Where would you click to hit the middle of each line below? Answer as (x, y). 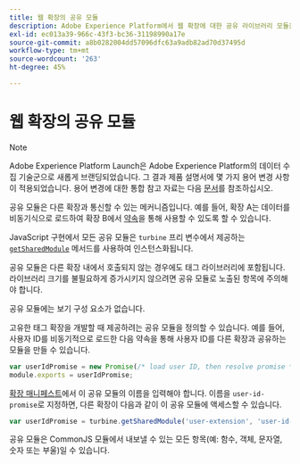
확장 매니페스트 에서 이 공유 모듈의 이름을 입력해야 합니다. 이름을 (120, 393)
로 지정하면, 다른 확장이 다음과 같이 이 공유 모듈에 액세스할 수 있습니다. (159, 404)
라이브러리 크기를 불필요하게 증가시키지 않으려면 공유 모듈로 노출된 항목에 (137, 278)
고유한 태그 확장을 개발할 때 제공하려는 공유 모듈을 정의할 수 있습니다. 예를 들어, (147, 327)
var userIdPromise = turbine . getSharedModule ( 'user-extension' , (131, 421)
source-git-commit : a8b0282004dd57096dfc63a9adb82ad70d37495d (127, 42)
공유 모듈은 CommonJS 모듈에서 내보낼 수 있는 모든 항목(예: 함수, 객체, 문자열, (146, 439)
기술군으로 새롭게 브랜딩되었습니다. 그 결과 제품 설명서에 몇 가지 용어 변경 (146, 177)
